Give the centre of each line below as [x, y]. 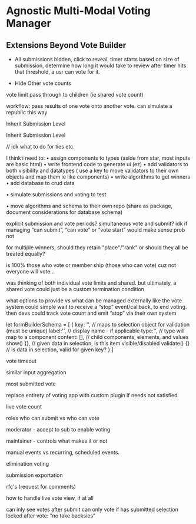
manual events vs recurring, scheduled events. [63, 452]
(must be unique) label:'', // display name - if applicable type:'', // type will [95, 331]
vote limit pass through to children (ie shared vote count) [75, 95]
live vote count [24, 407]
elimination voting [28, 464]
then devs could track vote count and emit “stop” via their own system [91, 313]
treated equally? [26, 254]
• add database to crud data [40, 183]
